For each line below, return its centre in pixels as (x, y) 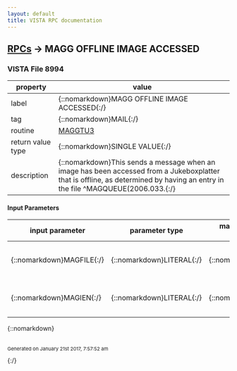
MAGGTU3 (76, 131)
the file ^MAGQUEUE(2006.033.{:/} (117, 189)
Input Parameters (34, 208)
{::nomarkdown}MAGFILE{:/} (57, 260)
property (31, 87)
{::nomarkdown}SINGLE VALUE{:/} (115, 146)
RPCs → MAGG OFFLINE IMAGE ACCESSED (103, 49)
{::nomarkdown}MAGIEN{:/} (56, 298)
